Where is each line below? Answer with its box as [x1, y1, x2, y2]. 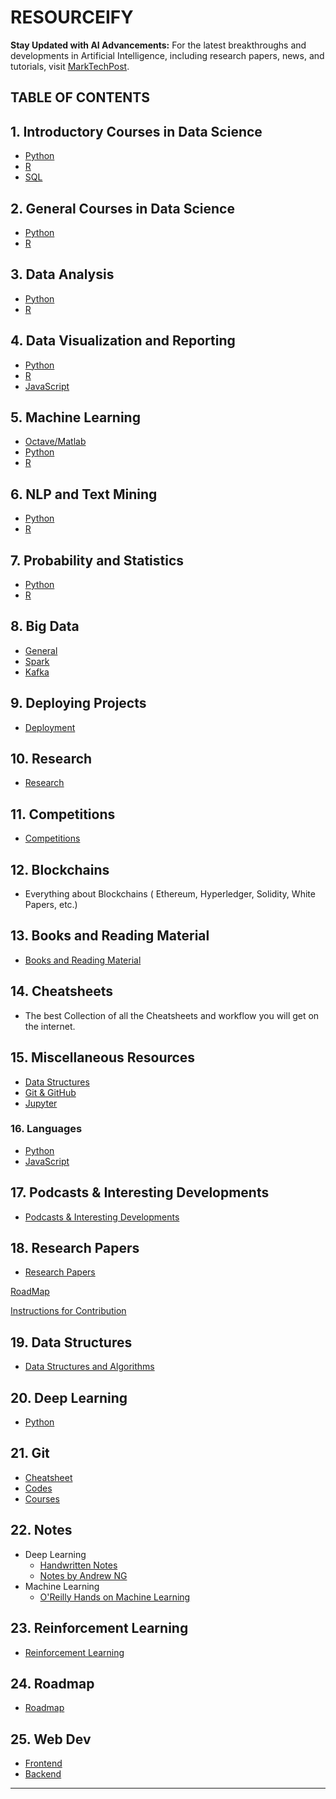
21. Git [10, 1445, 50, 1462]
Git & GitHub [24, 1086, 77, 1098]
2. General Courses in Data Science [10, 200, 235, 217]
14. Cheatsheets [10, 983, 114, 1000]
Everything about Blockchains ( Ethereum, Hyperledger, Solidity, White [24, 888, 316, 900]
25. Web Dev [10, 1731, 92, 1748]
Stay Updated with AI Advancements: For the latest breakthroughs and [10, 39, 307, 51]
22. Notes [10, 1522, 73, 1539]
